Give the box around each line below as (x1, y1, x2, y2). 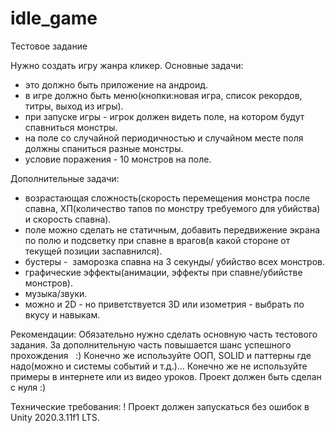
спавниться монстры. (24, 121, 118, 133)
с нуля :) (10, 381, 47, 393)
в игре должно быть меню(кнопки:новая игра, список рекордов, (24, 89, 303, 101)
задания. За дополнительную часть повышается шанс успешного (10, 338, 292, 351)
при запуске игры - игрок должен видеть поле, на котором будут (24, 110, 305, 122)
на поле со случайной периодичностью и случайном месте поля (24, 132, 304, 144)
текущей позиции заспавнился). (24, 245, 163, 257)
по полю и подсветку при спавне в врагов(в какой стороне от (24, 234, 291, 246)
